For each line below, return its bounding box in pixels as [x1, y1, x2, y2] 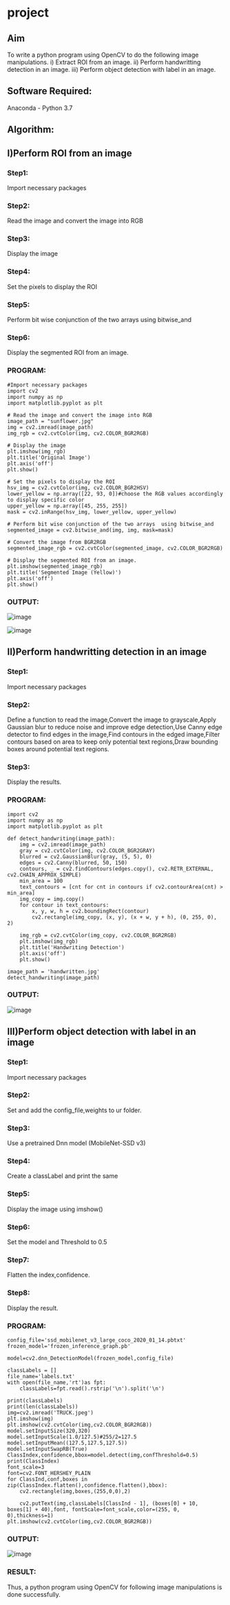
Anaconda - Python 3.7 [7, 104, 73, 112]
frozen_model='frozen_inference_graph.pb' [7, 1342, 131, 1349]
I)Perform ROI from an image [7, 147, 132, 159]
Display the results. [7, 778, 62, 786]
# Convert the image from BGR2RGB [7, 538, 107, 545]
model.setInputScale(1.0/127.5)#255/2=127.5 [7, 1433, 137, 1440]
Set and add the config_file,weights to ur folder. [7, 1106, 142, 1114]
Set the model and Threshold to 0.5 [7, 1238, 107, 1246]
